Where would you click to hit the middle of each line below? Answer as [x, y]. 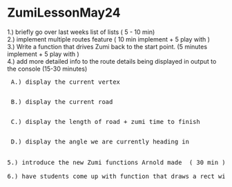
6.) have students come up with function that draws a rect [111, 176]
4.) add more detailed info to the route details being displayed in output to [112, 61]
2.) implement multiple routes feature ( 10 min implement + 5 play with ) [109, 39]
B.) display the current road [62, 101]
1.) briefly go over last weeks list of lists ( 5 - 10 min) [81, 32]
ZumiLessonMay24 [64, 13]
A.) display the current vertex [66, 82]
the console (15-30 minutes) [47, 69]
